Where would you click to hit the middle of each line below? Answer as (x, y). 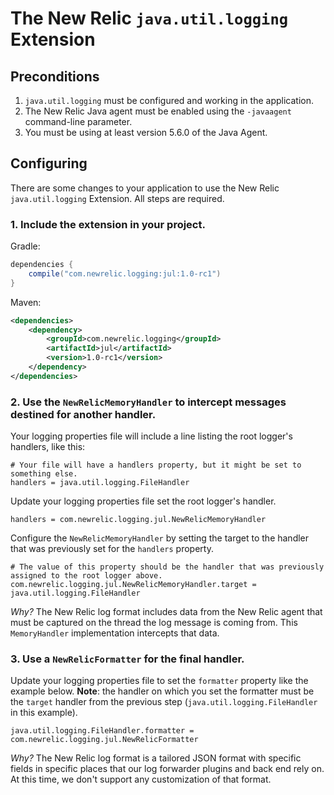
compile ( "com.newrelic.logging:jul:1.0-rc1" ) (125, 273)
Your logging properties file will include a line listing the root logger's (151, 436)
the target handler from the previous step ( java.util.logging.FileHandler (164, 702)
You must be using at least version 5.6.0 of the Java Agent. (146, 132)
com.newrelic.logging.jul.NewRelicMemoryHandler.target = (133, 585)
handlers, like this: (48, 447)
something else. (44, 474)
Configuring (49, 163)
